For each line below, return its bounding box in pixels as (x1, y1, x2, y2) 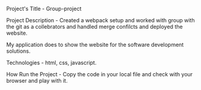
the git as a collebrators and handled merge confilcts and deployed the (6, 23, 183, 30)
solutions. (6, 47, 31, 55)
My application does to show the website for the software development (6, 41, 184, 48)
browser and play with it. (6, 77, 68, 84)
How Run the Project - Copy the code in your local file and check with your (6, 71, 193, 77)
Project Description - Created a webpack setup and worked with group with (6, 17, 195, 23)
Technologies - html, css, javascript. (6, 59, 97, 66)
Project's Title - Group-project (6, 5, 82, 12)
